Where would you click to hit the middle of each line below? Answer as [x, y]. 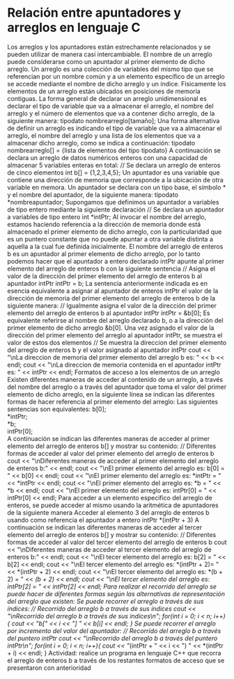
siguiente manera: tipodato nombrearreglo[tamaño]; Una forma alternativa [114, 120]
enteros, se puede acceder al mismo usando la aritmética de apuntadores [113, 505]
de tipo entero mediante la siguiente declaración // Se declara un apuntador [116, 209]
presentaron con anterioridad [49, 668]
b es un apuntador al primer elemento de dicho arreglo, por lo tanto [104, 254]
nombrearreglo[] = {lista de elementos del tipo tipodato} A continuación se [114, 150]
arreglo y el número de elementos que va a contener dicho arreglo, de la [111, 113]
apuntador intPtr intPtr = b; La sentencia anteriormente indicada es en [107, 283]
